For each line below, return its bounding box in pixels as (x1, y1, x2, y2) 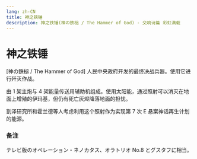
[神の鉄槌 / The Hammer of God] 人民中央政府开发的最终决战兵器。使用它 (6, 68, 186, 75)
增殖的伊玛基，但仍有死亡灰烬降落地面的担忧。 (16, 96, 131, 103)
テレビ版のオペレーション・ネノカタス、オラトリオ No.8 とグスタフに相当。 (6, 146, 192, 153)
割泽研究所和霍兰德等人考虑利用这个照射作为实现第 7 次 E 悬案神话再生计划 (6, 108, 190, 115)
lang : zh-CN (6, 8, 36, 15)
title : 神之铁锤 (6, 14, 43, 20)
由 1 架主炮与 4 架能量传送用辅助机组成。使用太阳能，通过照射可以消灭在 (6, 88, 184, 95)
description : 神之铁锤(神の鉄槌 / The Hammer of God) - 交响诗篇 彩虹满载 (6, 20, 181, 26)
